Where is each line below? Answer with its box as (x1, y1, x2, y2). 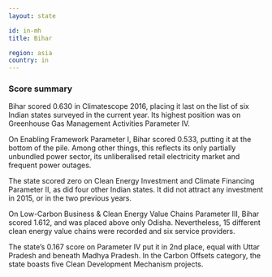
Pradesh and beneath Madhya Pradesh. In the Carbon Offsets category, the (8, 251, 261, 261)
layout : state (8, 11, 57, 20)
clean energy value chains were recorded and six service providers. (8, 227, 235, 236)
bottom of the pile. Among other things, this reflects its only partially (8, 143, 236, 153)
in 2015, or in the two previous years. (8, 193, 132, 203)
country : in (8, 56, 49, 65)
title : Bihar (8, 34, 53, 42)
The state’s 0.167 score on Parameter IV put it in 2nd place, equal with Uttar (8, 242, 260, 252)
